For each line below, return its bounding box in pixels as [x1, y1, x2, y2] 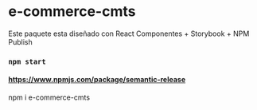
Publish [8, 37, 33, 46]
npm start [8, 57, 46, 66]
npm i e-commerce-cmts [8, 92, 90, 102]
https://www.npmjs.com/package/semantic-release [8, 75, 186, 84]
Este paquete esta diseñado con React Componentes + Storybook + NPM [8, 29, 250, 38]
